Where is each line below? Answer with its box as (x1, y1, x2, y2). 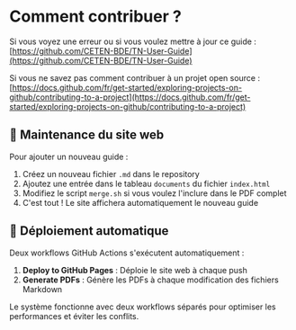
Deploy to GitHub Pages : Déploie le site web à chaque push (22, 264, 247, 275)
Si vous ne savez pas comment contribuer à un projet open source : (9, 72, 261, 83)
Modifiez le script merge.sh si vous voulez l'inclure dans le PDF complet (22, 187, 287, 199)
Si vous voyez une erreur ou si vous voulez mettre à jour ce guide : (9, 36, 256, 47)
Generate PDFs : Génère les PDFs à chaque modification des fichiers (22, 274, 279, 285)
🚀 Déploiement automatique (9, 223, 169, 239)
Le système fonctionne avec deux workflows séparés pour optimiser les (9, 301, 276, 312)
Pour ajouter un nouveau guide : (9, 151, 129, 162)
